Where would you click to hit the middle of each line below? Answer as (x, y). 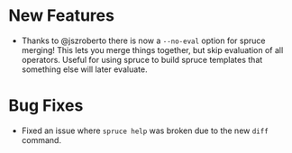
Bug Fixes (46, 106)
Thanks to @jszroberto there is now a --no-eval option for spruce (143, 40)
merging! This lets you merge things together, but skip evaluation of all (152, 49)
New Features (61, 16)
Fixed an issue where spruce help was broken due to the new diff (145, 130)
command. (41, 139)
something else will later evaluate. (84, 69)
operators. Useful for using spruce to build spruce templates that (142, 59)
